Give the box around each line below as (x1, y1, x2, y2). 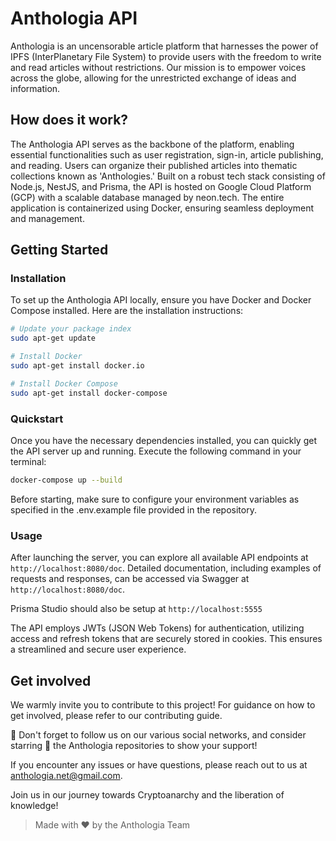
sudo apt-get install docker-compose (10, 388, 168, 398)
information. (10, 82, 61, 94)
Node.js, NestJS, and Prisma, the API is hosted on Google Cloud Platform (10, 180, 312, 192)
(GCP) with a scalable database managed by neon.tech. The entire (10, 191, 285, 203)
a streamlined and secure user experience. (10, 643, 187, 656)
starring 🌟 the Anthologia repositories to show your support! (10, 739, 258, 751)
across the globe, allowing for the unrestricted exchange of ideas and (10, 72, 297, 84)
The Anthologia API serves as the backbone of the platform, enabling (10, 138, 295, 150)
